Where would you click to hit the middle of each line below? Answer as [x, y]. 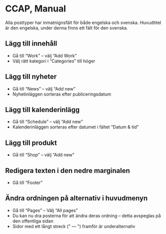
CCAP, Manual [36, 9]
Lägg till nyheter [31, 77]
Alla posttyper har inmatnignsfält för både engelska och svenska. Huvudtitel [83, 22]
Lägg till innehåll [31, 44]
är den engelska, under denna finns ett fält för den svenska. [67, 27]
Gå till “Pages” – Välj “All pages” [45, 210]
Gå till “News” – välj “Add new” [44, 88]
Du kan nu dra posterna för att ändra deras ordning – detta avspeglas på [86, 215]
